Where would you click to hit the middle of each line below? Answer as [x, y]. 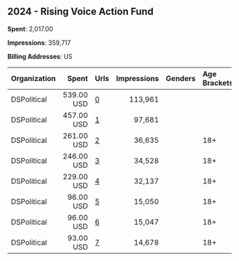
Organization [33, 78]
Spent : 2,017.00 [30, 28]
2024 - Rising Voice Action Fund [81, 12]
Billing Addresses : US [40, 56]
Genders [181, 78]
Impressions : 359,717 [39, 43]
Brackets [218, 82]
